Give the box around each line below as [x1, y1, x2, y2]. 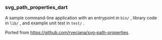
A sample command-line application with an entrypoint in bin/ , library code [5, 15, 157, 21]
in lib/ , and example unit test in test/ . [5, 20, 85, 26]
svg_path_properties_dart [5, 4, 68, 11]
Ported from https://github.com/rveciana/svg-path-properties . [5, 30, 130, 36]
